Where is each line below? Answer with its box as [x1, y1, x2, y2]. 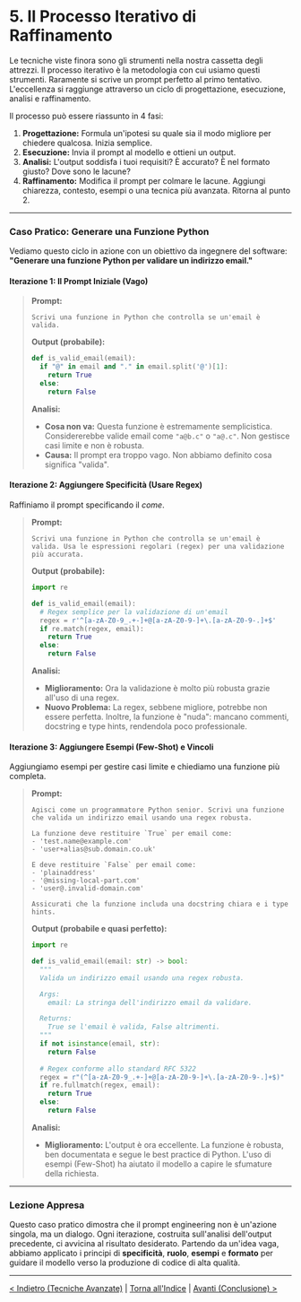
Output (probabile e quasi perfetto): [30, 924, 168, 934]
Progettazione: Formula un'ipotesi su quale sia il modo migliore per [21, 127, 271, 138]
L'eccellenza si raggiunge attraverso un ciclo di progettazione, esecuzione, [9, 83, 287, 94]
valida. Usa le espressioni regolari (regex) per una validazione [30, 542, 285, 551]
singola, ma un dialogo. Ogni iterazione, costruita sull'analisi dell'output [9, 1228, 272, 1239]
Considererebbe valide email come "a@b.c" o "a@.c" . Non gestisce [44, 430, 290, 441]
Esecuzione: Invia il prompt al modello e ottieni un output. [21, 146, 236, 158]
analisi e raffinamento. [9, 92, 91, 104]
